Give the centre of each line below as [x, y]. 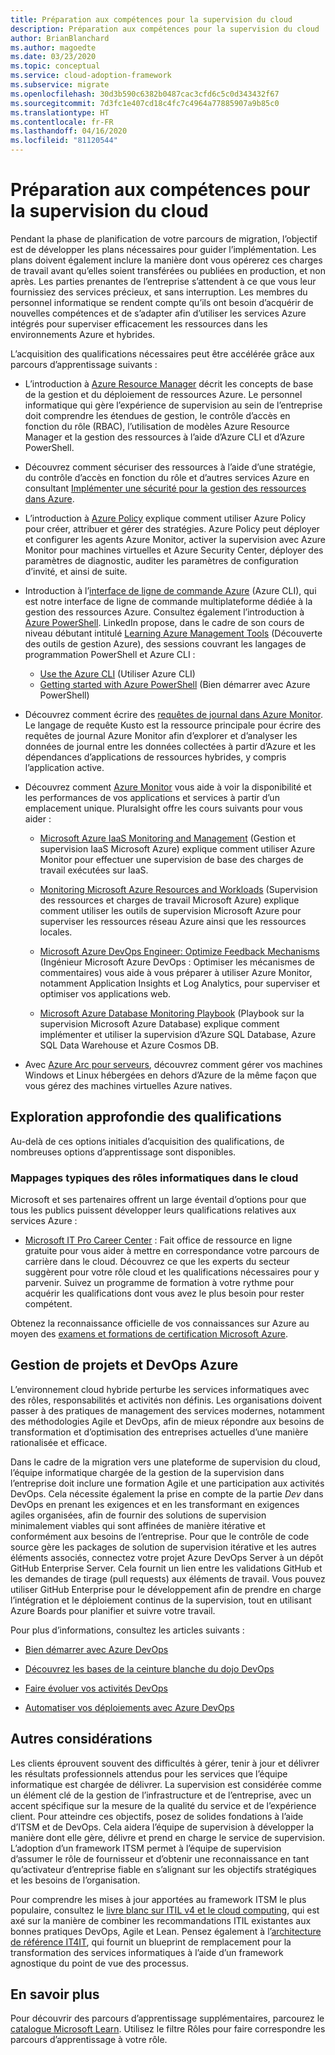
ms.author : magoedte [53, 47]
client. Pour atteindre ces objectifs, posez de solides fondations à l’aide [157, 1816]
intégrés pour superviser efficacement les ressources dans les [139, 323]
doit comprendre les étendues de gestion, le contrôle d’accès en [157, 415]
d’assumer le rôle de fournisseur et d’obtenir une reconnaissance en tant [160, 1858]
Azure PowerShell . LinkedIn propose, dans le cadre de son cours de [164, 622]
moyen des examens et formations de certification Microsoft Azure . [149, 1334]
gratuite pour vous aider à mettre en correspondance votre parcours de [172, 1251]
